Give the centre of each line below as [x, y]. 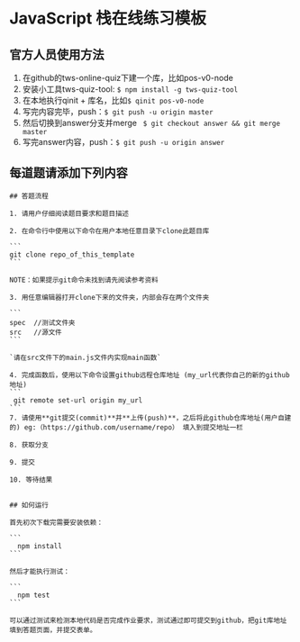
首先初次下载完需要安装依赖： [56, 522]
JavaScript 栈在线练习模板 [108, 18]
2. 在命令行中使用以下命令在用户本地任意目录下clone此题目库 [109, 231]
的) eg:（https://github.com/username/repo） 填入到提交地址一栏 [126, 427]
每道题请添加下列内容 [68, 173]
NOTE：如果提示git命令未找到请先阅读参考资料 [84, 280]
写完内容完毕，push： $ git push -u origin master [118, 112]
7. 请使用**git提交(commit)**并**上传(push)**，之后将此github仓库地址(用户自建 [150, 418]
